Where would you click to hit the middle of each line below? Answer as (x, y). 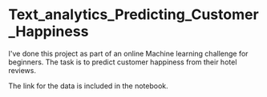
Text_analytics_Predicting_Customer (133, 15)
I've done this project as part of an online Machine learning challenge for (128, 53)
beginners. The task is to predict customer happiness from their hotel (123, 62)
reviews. (22, 70)
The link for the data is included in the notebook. (88, 86)
